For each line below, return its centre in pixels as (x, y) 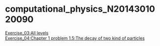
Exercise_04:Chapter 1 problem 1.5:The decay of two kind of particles (75, 38)
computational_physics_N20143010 (80, 9)
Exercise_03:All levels (27, 33)
